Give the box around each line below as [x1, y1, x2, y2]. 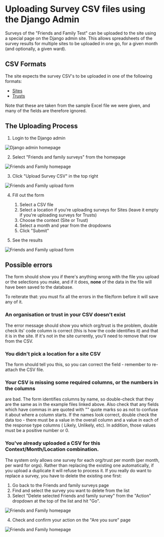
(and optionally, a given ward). [5, 46, 67, 52]
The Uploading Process [5, 122, 78, 131]
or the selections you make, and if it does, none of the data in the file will [5, 279, 152, 285]
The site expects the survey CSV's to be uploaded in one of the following [5, 73, 153, 79]
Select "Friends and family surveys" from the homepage [12, 154, 126, 160]
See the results [12, 237, 43, 243]
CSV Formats [5, 60, 47, 68]
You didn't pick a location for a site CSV [5, 350, 101, 357]
